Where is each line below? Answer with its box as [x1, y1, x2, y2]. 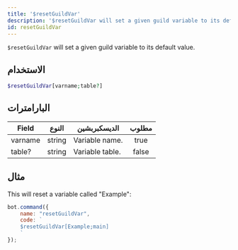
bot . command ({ [7, 203, 50, 210]
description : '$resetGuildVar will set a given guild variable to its [7, 17, 220, 24]
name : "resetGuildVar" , [20, 210, 91, 217]
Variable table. [73, 146, 122, 156]
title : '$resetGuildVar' [7, 10, 81, 18]
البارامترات [7, 102, 50, 114]
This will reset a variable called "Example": [7, 190, 132, 198]
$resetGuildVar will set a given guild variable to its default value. [7, 43, 195, 52]
